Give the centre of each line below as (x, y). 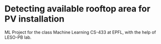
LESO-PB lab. (18, 37)
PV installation (34, 19)
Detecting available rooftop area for (78, 9)
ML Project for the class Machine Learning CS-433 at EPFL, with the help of (80, 32)
